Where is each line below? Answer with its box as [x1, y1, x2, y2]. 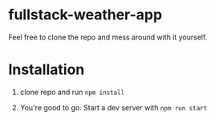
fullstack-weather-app [8, 6, 163, 24]
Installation [8, 60, 85, 79]
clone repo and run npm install [19, 87, 125, 97]
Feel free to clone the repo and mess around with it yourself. [8, 32, 208, 42]
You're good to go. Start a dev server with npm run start [19, 102, 208, 112]
